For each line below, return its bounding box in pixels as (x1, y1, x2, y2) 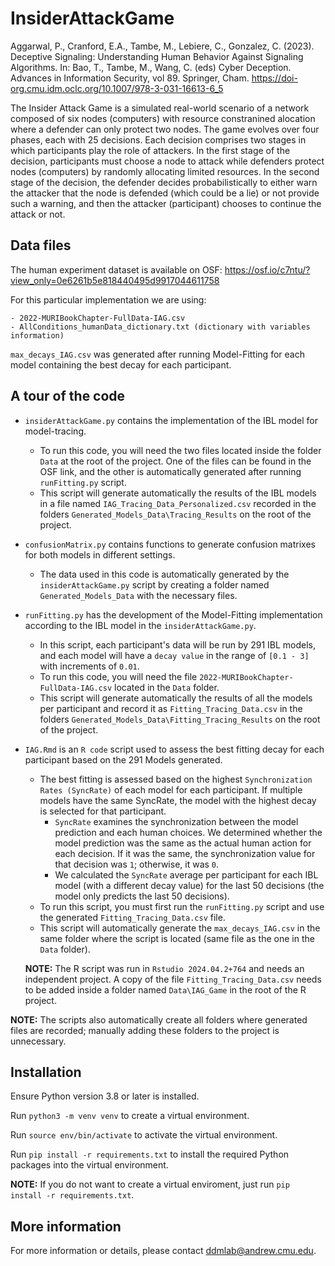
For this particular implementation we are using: (10, 293, 207, 306)
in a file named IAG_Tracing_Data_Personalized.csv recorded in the (39, 497, 317, 509)
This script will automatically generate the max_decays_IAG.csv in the (39, 922, 321, 934)
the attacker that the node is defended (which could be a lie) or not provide (10, 187, 320, 199)
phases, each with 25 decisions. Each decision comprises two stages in (10, 133, 307, 146)
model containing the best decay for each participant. (10, 358, 232, 371)
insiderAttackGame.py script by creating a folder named (39, 578, 270, 591)
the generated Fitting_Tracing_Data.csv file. (39, 911, 226, 923)
